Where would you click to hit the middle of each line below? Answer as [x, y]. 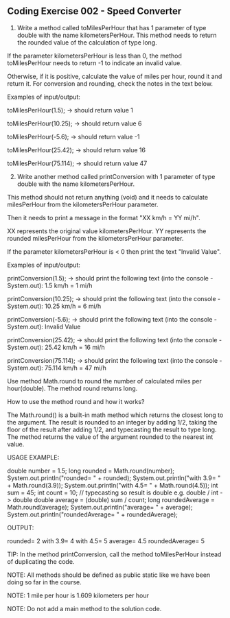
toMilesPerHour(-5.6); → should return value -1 [73, 136]
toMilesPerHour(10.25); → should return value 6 [74, 123]
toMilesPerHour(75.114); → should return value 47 [77, 163]
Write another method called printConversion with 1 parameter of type [116, 176]
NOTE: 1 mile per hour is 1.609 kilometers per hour [78, 595]
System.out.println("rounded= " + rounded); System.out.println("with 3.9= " [114, 478]
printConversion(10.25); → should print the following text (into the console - [114, 298]
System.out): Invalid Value [44, 326]
